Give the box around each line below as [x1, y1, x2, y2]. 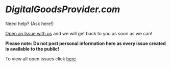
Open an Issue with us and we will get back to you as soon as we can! [5, 30, 153, 36]
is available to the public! [5, 46, 60, 52]
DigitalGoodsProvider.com [5, 4, 120, 15]
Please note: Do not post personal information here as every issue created [5, 40, 166, 47]
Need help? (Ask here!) [5, 20, 54, 27]
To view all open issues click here [5, 55, 76, 62]
